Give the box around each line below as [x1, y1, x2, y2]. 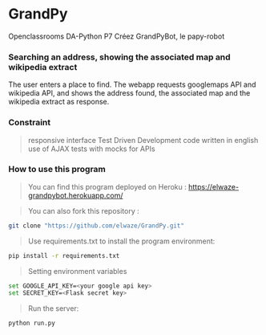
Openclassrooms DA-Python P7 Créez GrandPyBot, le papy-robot [8, 31, 225, 41]
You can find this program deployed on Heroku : [27, 182, 187, 191]
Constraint [8, 117, 51, 129]
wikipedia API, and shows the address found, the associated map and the [8, 88, 251, 98]
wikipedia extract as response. [8, 97, 110, 107]
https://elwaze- [187, 182, 239, 191]
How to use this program [8, 164, 107, 175]
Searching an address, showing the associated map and [8, 51, 231, 63]
